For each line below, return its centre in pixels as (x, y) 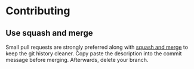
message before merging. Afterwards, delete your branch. (77, 60)
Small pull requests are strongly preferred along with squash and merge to (97, 47)
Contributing (38, 11)
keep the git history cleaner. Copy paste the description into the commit (94, 54)
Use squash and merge (49, 33)
